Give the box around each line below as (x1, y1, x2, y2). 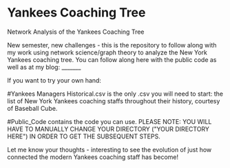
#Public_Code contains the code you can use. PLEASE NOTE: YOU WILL (7, 117, 212, 125)
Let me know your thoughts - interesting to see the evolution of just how (7, 145, 212, 154)
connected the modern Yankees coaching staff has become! (7, 153, 179, 161)
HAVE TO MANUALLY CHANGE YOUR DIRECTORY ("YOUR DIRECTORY (7, 125, 210, 133)
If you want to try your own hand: (7, 76, 102, 84)
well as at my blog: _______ (7, 63, 81, 71)
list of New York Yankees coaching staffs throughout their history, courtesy (7, 96, 220, 105)
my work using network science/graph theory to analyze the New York (7, 48, 208, 56)
